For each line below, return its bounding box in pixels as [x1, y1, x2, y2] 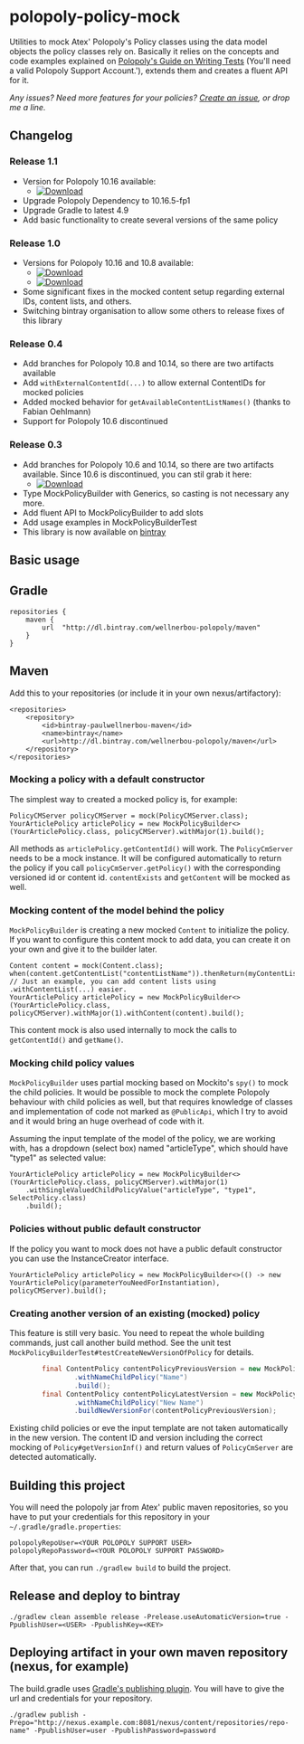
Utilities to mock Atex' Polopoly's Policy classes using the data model [9, 36, 268, 47]
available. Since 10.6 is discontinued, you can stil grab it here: [22, 469, 252, 479]
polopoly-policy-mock [9, 6, 181, 27]
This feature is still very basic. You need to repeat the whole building [9, 1328, 265, 1339]
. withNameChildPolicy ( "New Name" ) [73, 1398, 204, 1408]
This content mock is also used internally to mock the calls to [9, 1025, 237, 1036]
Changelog [9, 128, 73, 144]
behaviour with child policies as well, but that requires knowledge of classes [9, 1096, 293, 1107]
